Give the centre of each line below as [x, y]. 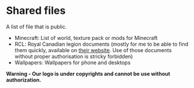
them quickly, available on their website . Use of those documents [93, 50]
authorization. [24, 80]
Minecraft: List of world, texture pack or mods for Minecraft [86, 38]
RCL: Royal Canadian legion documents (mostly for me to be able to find [101, 44]
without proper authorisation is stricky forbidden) [74, 56]
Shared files [36, 11]
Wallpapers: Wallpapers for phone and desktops [72, 63]
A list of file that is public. [37, 27]
